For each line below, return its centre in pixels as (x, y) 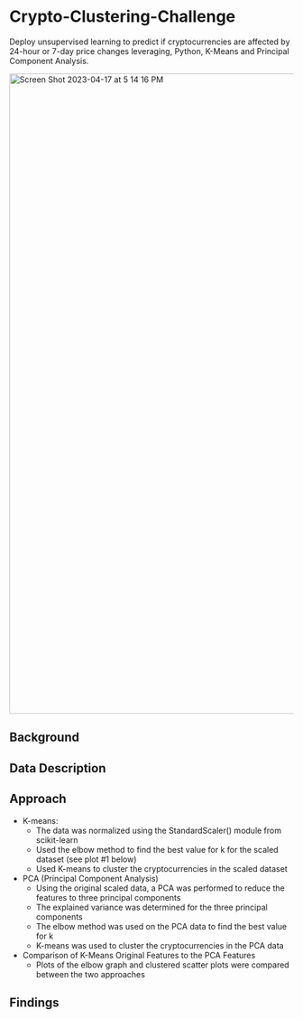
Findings (35, 1002)
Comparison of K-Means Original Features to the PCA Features (139, 955)
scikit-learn (57, 840)
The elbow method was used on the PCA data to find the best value (161, 926)
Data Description (58, 768)
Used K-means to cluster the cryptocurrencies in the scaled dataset (161, 868)
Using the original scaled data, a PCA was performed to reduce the (161, 888)
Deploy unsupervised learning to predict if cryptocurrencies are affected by (150, 42)
